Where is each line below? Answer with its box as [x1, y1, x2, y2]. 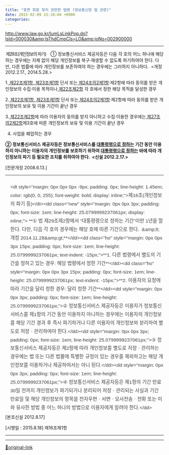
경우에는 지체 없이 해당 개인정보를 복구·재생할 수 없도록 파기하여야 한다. [14, 57, 154, 63]
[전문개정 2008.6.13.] [5, 165, 47, 171]
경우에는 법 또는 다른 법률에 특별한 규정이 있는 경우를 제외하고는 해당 [10, 354, 157, 360]
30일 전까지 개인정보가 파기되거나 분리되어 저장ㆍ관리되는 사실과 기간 [10, 387, 159, 394]
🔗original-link [5, 444, 33, 450]
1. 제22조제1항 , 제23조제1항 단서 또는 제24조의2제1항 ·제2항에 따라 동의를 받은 [5, 80, 157, 86]
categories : [5, 17, 30, 22]
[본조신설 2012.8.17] [5, 414, 45, 420]
